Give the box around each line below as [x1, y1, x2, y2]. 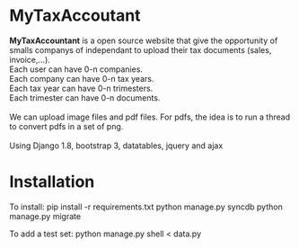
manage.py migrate [9, 210, 82, 221]
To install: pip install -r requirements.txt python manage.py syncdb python [9, 201, 283, 212]
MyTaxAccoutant [9, 5, 141, 26]
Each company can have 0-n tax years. [9, 73, 154, 84]
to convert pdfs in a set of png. [9, 120, 124, 131]
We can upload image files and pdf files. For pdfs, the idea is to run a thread [9, 111, 290, 122]
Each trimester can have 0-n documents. [9, 92, 161, 103]
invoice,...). [9, 54, 51, 65]
